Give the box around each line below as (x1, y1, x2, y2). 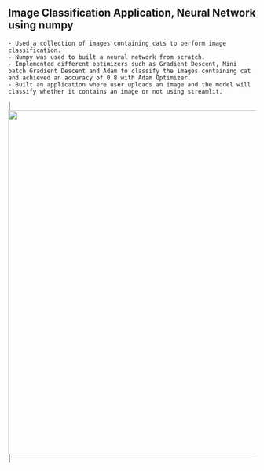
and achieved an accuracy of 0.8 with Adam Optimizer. (8, 74, 192, 82)
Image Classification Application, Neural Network (8, 6, 256, 20)
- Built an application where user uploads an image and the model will (8, 80, 251, 89)
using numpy (8, 19, 74, 32)
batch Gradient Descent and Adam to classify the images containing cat (8, 67, 251, 75)
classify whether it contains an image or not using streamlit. (8, 87, 223, 95)
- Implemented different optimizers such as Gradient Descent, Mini (8, 60, 237, 68)
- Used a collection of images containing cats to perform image (8, 39, 226, 47)
